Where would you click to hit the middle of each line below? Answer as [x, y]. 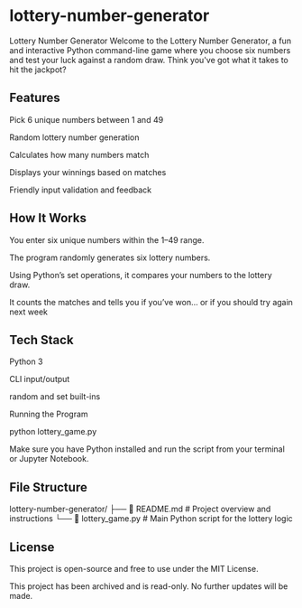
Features [35, 98]
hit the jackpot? [38, 70]
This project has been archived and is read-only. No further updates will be [149, 586]
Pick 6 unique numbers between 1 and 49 [87, 119]
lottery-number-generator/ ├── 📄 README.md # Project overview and [140, 509]
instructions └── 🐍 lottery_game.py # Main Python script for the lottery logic [151, 519]
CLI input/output [40, 379]
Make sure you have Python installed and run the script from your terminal [147, 449]
